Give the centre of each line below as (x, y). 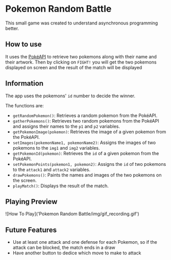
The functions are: (25, 105)
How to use (23, 45)
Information (25, 84)
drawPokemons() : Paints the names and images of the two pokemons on (87, 175)
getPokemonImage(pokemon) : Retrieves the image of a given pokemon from (89, 132)
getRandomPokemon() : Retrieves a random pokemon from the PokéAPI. (85, 115)
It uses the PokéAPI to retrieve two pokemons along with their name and (81, 56)
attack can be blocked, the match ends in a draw (64, 248)
